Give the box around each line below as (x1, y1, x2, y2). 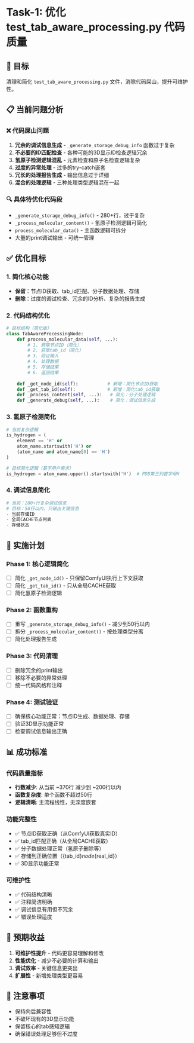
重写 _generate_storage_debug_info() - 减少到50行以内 (14, 620, 150, 628)
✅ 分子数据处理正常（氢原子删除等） (14, 845, 105, 852)
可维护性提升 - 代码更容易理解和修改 (14, 949, 104, 956)
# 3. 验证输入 (27, 353, 59, 359)
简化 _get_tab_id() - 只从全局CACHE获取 (14, 582, 117, 589)
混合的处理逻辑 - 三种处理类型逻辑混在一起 (14, 179, 120, 186)
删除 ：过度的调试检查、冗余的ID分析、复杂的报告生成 (14, 295, 146, 302)
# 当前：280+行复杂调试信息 (6, 500, 67, 506)
